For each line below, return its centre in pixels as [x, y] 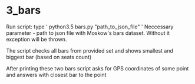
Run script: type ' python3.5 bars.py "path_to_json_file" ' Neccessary [90, 27]
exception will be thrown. [37, 39]
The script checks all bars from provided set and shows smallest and [90, 50]
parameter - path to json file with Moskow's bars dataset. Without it [88, 33]
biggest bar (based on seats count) [49, 57]
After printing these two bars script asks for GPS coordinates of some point [97, 68]
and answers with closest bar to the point [56, 75]
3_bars [24, 10]
